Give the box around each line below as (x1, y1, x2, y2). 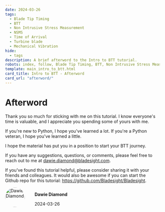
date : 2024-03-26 (5, 7, 41, 12)
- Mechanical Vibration (9, 44, 58, 49)
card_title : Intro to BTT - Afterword (5, 71, 84, 76)
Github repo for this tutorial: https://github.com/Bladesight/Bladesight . (5, 178, 147, 183)
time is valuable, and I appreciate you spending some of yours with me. (5, 119, 149, 124)
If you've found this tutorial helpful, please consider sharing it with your (5, 167, 149, 173)
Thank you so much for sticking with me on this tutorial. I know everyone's (5, 113, 156, 119)
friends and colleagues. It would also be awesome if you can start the (5, 172, 146, 178)
